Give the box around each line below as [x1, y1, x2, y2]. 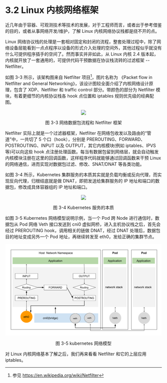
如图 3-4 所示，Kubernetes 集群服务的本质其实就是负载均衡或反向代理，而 [5, 172, 158, 178]
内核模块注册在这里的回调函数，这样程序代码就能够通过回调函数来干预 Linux [5, 155, 162, 161]
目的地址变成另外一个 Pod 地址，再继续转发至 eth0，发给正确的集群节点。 [5, 234, 157, 240]
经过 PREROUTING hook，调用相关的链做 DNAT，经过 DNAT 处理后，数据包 [5, 227, 161, 233]
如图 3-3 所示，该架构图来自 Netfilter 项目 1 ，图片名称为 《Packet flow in [5, 73, 153, 80]
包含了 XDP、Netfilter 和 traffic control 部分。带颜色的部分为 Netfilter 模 [13, 86, 161, 92]
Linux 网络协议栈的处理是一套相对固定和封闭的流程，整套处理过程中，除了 [5, 38, 157, 45]
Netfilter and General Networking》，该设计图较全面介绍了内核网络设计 [5, 80, 149, 86]
